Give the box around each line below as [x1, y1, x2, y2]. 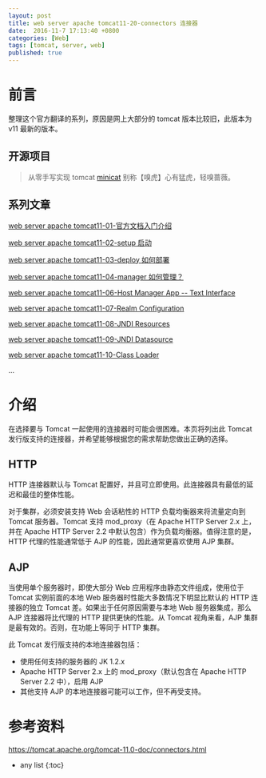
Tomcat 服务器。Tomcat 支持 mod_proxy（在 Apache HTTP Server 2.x [8, 517, 240, 527]
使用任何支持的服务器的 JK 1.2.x [19, 657, 125, 667]
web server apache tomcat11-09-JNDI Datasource [8, 334, 173, 344]
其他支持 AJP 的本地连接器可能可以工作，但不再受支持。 [19, 687, 206, 696]
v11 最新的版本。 [8, 123, 62, 133]
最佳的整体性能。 [22, 490, 78, 499]
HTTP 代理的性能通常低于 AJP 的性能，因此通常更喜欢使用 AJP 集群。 [8, 537, 239, 547]
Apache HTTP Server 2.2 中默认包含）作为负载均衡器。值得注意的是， [23, 527, 256, 536]
